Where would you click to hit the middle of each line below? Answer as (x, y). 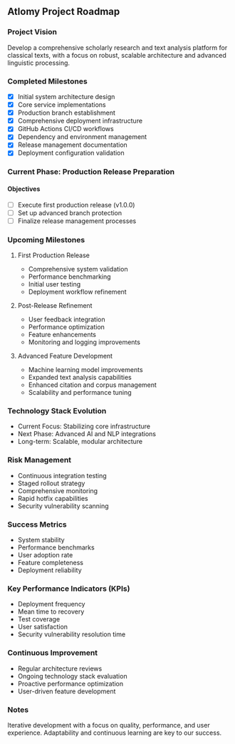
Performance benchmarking (70, 277)
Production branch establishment (67, 113)
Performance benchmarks (56, 547)
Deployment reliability (49, 570)
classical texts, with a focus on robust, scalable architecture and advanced (117, 55)
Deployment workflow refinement (77, 292)
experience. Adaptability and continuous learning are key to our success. (115, 733)
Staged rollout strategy (51, 483)
